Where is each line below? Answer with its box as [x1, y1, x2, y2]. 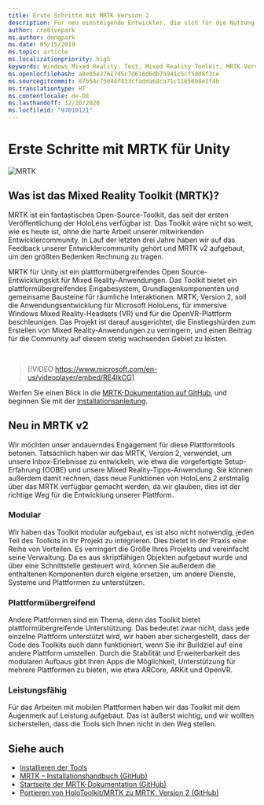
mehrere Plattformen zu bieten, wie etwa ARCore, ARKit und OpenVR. [8, 665, 233, 675]
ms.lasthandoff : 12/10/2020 [8, 99, 101, 107]
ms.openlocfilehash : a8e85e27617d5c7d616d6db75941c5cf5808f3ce [8, 70, 220, 78]
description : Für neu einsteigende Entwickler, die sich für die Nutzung [8, 19, 255, 27]
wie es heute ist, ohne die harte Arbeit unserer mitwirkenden [8, 226, 204, 236]
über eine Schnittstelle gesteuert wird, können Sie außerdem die [8, 561, 216, 570]
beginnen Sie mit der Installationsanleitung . [8, 396, 148, 406]
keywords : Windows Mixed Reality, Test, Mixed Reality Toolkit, [8, 63, 223, 71]
